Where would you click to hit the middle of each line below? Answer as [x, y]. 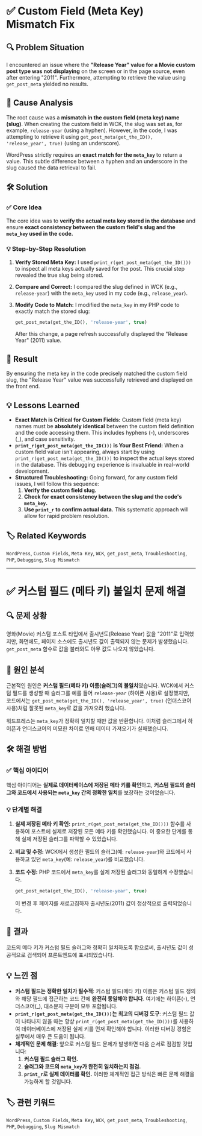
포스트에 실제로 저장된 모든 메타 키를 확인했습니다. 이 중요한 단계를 [109, 831]
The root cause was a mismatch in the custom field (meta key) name [93, 117]
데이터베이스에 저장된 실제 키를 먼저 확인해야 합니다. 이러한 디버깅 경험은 [106, 1029]
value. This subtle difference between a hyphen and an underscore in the [97, 161]
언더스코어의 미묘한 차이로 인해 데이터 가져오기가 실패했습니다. [95, 728]
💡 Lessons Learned [43, 405]
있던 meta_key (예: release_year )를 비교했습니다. [88, 859]
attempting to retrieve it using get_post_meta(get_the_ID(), [80, 136]
